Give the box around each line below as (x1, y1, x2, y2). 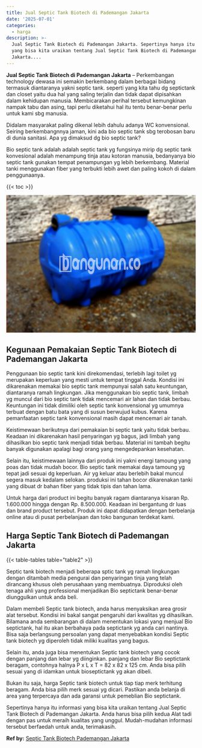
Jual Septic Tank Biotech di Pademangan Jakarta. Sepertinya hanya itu (11, 41, 195, 48)
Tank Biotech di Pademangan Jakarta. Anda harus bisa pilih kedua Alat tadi (6, 710, 192, 717)
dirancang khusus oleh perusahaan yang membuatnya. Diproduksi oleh (6, 580, 183, 587)
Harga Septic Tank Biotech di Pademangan (6, 531, 170, 541)
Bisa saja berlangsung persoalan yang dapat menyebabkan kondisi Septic (6, 630, 189, 637)
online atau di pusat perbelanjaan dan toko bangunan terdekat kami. (6, 513, 175, 521)
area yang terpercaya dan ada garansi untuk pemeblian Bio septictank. (6, 692, 182, 699)
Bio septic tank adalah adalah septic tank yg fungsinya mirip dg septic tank (6, 146, 192, 153)
